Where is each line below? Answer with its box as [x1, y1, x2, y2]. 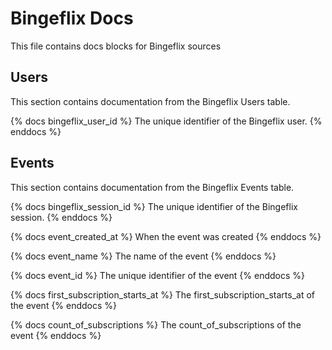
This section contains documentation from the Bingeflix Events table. [10, 181, 295, 193]
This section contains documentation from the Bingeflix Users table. [10, 95, 291, 107]
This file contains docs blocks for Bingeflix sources [10, 40, 222, 52]
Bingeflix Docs [10, 7, 134, 30]
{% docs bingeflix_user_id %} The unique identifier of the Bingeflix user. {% [10, 115, 323, 127]
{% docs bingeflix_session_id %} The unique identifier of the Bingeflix [10, 200, 298, 212]
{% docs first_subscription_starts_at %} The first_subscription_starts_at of [10, 288, 315, 301]
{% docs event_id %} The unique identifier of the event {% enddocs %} [10, 269, 306, 281]
